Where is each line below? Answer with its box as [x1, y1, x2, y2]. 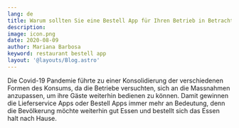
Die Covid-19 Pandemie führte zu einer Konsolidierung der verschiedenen [7, 76, 224, 85]
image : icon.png [7, 30, 55, 38]
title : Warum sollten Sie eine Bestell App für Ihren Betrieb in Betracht [7, 17, 234, 24]
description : [7, 23, 46, 31]
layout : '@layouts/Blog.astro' [7, 57, 100, 64]
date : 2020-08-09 [7, 37, 59, 44]
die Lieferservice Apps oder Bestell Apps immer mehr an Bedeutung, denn [7, 99, 225, 107]
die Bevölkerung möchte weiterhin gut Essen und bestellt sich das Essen [7, 106, 221, 114]
